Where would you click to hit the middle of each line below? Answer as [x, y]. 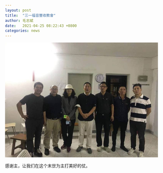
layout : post [18, 10]
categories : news [23, 31]
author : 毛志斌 [19, 20]
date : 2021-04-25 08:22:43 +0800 [41, 26]
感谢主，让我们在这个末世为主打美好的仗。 [48, 166]
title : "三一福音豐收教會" [30, 15]
